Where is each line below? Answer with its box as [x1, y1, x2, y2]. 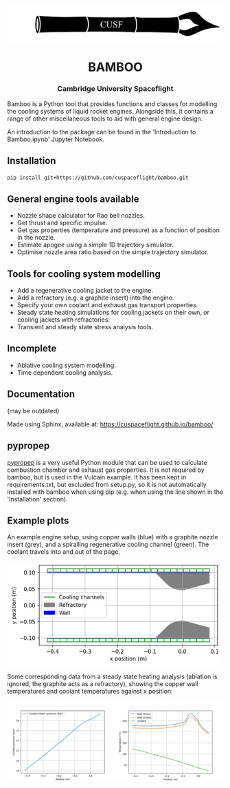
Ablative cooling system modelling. [16, 361, 117, 369]
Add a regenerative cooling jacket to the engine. [16, 287, 153, 295]
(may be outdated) [7, 406, 60, 415]
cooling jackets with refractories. [16, 315, 111, 324]
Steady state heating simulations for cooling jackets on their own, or [16, 309, 210, 317]
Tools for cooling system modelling [7, 268, 161, 280]
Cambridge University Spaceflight [57, 84, 174, 94]
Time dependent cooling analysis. [16, 368, 113, 377]
